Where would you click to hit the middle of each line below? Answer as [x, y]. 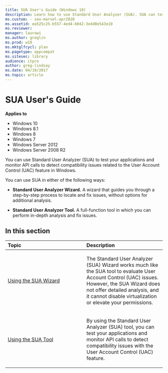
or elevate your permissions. [120, 302]
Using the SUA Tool [30, 339]
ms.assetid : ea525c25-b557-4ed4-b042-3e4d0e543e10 [59, 24]
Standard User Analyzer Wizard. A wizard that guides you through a [83, 190]
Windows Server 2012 [35, 144]
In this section [28, 231]
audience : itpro [22, 61]
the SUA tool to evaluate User [121, 271]
